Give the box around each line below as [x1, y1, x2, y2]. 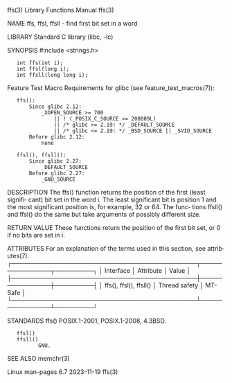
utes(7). [7, 252, 30, 260]
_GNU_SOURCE [41, 176, 76, 183]
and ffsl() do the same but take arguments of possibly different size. [7, 211, 201, 218]
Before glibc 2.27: [28, 170, 85, 177]
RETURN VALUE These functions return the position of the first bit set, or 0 [7, 224, 221, 231]
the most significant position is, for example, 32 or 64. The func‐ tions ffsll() [7, 203, 223, 211]
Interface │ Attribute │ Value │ [104, 267, 191, 274]
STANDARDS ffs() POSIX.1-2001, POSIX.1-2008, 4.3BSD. [7, 317, 167, 325]
